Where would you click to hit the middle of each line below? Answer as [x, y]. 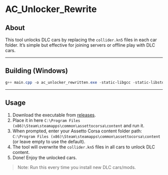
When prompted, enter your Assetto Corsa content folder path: [77, 131]
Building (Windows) [37, 71]
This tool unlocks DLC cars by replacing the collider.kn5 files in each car [81, 40]
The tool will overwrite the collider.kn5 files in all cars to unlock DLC [84, 147]
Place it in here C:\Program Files [46, 120]
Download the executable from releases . [54, 115]
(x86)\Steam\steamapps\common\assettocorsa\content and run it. [78, 125]
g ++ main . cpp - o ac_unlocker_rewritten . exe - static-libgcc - [70, 82]
